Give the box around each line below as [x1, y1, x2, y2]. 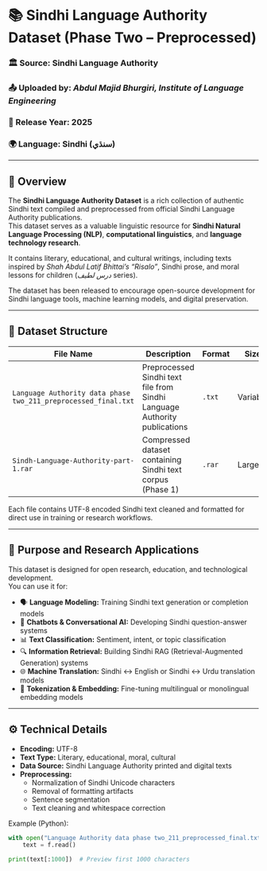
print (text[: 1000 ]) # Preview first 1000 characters [8, 856, 191, 864]
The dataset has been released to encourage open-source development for [8, 286, 256, 295]
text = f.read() [22, 841, 77, 850]
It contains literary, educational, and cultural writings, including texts [8, 254, 232, 263]
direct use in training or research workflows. [8, 512, 153, 522]
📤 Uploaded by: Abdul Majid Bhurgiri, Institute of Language [8, 83, 244, 94]
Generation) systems [19, 658, 89, 667]
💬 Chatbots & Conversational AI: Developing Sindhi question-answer [19, 617, 248, 627]
